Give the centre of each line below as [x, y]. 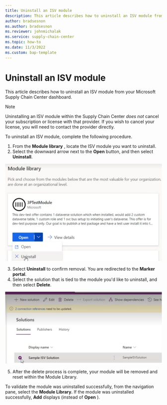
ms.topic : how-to [23, 42]
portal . [19, 274]
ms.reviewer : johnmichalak [33, 32]
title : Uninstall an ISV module [39, 10]
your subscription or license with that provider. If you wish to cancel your [80, 122]
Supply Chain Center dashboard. [39, 97]
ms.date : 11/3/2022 [25, 47]
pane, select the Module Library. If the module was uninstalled [70, 392]
